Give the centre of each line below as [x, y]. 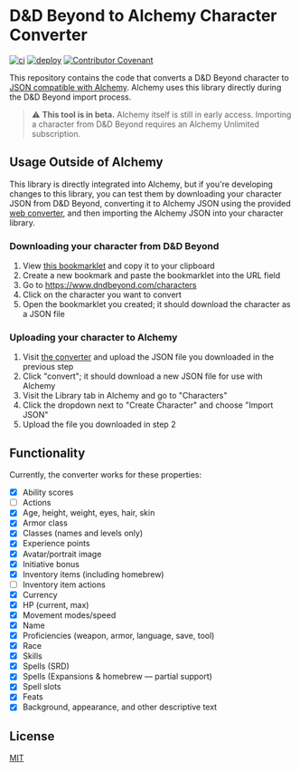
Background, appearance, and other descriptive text [120, 707]
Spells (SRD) [46, 666]
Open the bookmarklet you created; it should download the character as [156, 304]
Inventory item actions [64, 584]
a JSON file [43, 314]
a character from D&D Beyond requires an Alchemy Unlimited [145, 124]
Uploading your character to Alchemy [94, 337]
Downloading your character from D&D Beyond [114, 246]
